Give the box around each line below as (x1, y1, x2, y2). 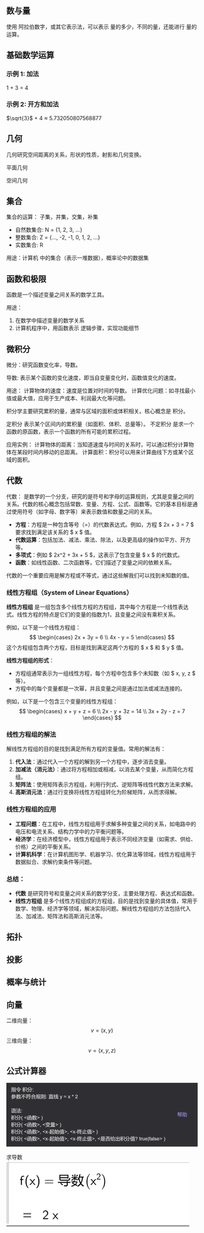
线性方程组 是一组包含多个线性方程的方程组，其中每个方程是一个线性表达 (6, 603, 189, 611)
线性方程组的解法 (6, 730, 56, 739)
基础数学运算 (6, 50, 55, 61)
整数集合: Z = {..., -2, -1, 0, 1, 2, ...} (15, 234, 101, 241)
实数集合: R (15, 242, 44, 249)
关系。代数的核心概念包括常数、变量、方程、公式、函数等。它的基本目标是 (6, 500, 192, 508)
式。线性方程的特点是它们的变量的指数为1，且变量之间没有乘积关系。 (6, 611, 179, 618)
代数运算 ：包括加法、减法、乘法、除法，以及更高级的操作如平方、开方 (15, 536, 191, 543)
